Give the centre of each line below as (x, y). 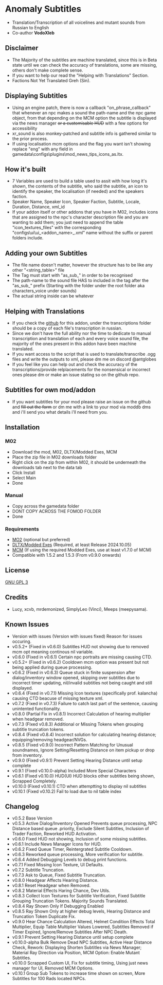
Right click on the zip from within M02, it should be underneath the (79, 462)
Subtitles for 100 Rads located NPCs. (49, 979)
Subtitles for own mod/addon (50, 390)
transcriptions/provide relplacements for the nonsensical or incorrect (81, 369)
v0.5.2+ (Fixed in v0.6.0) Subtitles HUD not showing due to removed (81, 646)
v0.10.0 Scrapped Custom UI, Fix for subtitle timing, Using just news (80, 963)
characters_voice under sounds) (44, 291)
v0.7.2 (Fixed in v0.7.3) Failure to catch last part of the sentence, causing (85, 703)
